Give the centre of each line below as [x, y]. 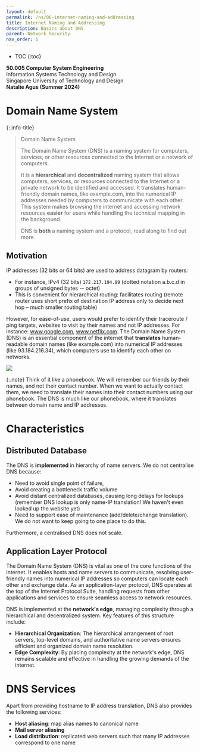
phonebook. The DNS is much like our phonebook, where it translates [91, 398]
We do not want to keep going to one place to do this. [81, 521]
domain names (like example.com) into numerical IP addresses [106, 344]
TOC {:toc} [28, 56]
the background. [41, 219]
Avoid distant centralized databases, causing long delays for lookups [99, 496]
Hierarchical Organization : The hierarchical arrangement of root [94, 633]
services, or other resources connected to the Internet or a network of [107, 157]
